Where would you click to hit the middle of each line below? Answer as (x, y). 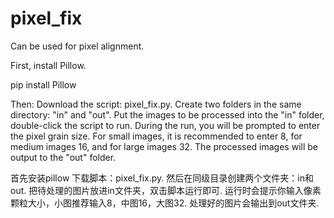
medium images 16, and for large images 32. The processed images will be (164, 146)
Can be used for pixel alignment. (77, 46)
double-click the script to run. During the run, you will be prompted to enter (165, 125)
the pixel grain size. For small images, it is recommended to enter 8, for (156, 136)
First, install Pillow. (48, 65)
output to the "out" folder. (63, 157)
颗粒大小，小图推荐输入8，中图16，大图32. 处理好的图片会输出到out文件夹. (165, 203)
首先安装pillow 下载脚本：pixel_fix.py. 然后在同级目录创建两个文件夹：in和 (162, 178)
